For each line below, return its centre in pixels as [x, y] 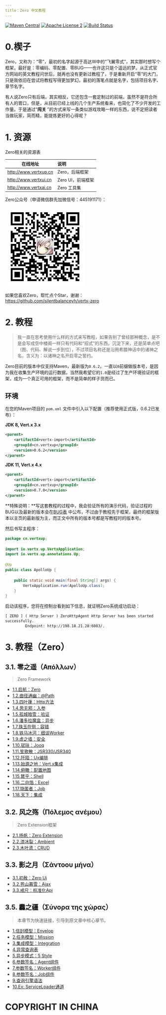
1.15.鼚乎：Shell [28, 776]
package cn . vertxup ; [26, 538]
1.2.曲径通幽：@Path [33, 696]
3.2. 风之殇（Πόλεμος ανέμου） [56, 812]
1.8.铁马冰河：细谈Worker [38, 733]
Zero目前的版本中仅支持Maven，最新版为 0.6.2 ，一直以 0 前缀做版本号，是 [80, 366]
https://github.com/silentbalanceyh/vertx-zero [52, 301]
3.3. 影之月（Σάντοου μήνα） [51, 865]
